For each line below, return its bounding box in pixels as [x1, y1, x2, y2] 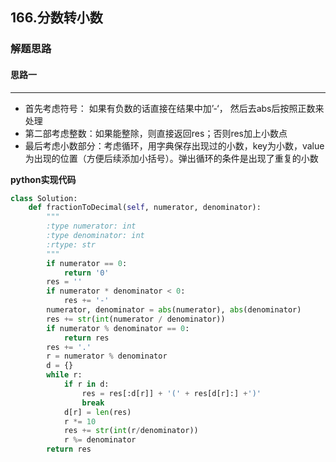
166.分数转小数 [10, 9, 103, 27]
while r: [46, 370, 83, 380]
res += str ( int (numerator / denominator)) [46, 314, 226, 324]
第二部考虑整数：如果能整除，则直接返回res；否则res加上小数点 [24, 127, 288, 139]
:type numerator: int [46, 221, 137, 232]
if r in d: [63, 379, 110, 390]
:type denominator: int [46, 231, 145, 241]
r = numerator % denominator [46, 351, 168, 362]
